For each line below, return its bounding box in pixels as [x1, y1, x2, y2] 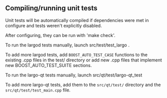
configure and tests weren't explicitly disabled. [5, 22, 102, 28]
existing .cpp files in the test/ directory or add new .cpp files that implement [5, 57, 162, 63]
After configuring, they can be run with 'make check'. [5, 32, 116, 38]
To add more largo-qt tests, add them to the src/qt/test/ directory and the [5, 81, 161, 87]
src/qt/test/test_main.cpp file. [5, 87, 71, 93]
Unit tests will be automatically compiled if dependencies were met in [5, 17, 149, 23]
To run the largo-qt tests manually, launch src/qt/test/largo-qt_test [5, 72, 142, 78]
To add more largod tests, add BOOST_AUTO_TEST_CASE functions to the [5, 51, 148, 57]
